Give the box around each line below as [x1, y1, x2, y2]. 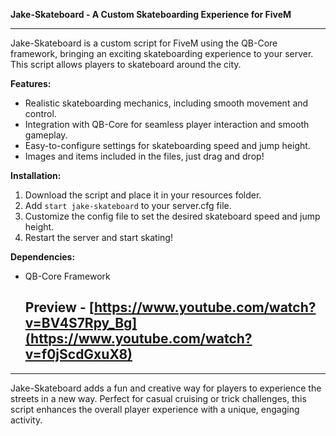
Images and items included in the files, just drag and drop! [24, 150, 265, 162]
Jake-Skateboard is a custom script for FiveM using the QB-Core [10, 37, 278, 49]
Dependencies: [10, 251, 76, 263]
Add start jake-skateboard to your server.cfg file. [24, 200, 232, 211]
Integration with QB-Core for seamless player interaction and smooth [24, 119, 310, 130]
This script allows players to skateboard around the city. [10, 59, 242, 70]
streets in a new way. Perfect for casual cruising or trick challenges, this [10, 392, 307, 404]
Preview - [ [24, 299, 95, 316]
